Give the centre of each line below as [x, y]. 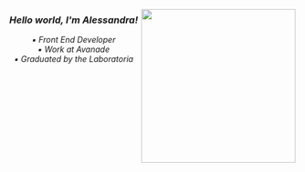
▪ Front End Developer [74, 40]
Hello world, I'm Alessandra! [74, 20]
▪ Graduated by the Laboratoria [74, 59]
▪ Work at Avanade [74, 49]
